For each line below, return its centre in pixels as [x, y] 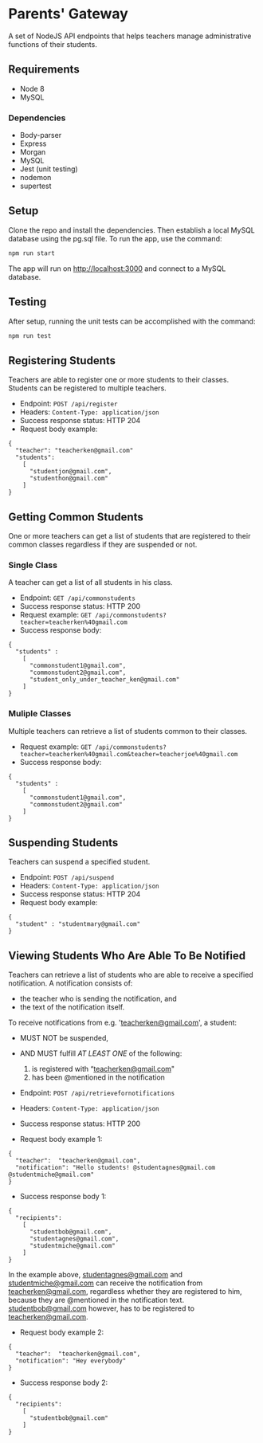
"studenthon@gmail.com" [69, 479]
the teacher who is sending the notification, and [98, 999]
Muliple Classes [40, 714]
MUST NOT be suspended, [64, 1038]
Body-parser [41, 135]
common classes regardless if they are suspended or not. [103, 545]
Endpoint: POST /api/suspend [67, 877]
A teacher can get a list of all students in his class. [90, 582]
